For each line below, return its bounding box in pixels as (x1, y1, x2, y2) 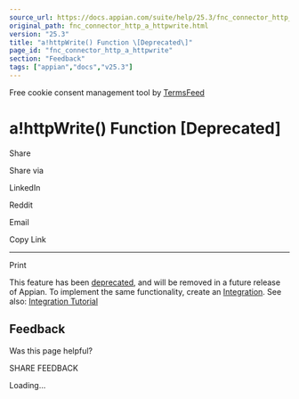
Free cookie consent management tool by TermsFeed (9, 86, 205, 98)
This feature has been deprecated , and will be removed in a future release (9, 277, 281, 288)
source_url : (9, 12, 53, 22)
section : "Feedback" (9, 54, 86, 63)
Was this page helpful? (9, 345, 93, 356)
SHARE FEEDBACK (9, 362, 78, 373)
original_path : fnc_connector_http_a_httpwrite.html (9, 21, 209, 30)
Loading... (9, 379, 46, 390)
